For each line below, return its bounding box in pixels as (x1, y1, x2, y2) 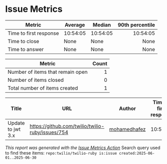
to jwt (7, 125, 21, 132)
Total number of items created (7, 84, 78, 91)
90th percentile (117, 21, 156, 28)
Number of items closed (7, 76, 64, 83)
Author (119, 105, 136, 112)
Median (92, 21, 111, 28)
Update (7, 119, 25, 126)
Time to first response (7, 30, 59, 37)
